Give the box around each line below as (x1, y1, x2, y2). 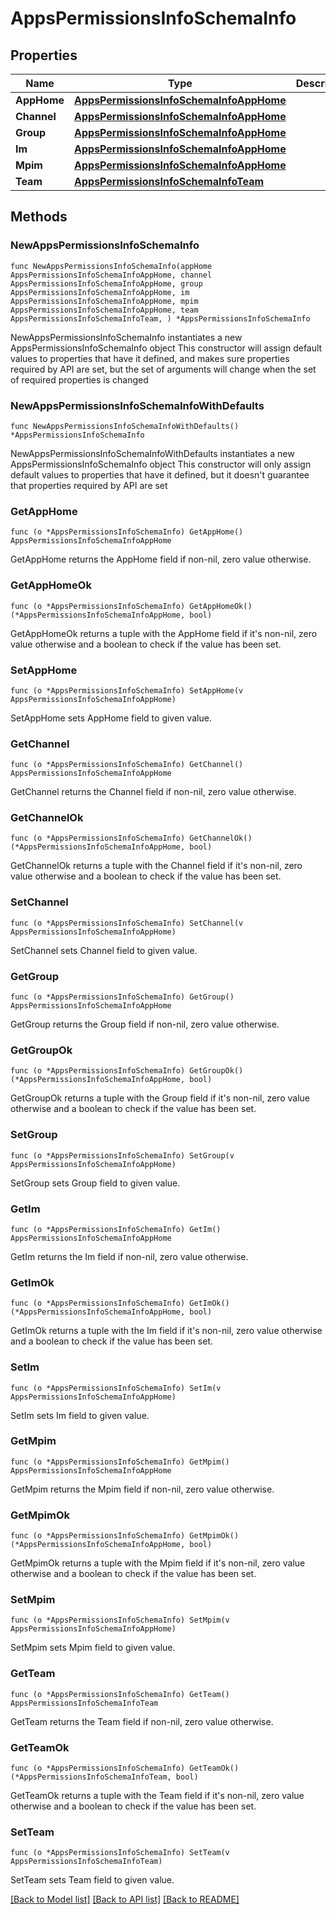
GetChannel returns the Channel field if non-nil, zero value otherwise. (10, 786, 297, 798)
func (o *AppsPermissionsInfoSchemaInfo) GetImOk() (10, 1298, 230, 1309)
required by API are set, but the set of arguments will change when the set (10, 363, 317, 375)
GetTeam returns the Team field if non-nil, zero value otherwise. (10, 1715, 274, 1727)
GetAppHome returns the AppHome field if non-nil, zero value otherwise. (10, 553, 312, 566)
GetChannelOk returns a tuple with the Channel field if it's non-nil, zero (10, 860, 303, 872)
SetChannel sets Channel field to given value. (10, 944, 198, 956)
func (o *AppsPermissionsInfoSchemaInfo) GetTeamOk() (10, 1763, 240, 1774)
